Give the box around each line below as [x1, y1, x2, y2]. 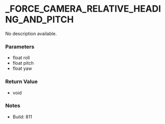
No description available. [5, 30, 57, 36]
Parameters [5, 43, 34, 50]
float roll [12, 55, 30, 61]
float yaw [12, 65, 32, 71]
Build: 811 [12, 113, 32, 119]
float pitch [12, 60, 34, 66]
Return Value [5, 78, 38, 85]
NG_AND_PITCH [5, 14, 74, 25]
